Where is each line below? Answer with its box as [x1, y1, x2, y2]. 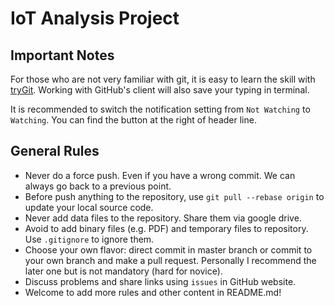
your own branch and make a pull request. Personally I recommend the [24, 254, 317, 266]
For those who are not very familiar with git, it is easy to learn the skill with [10, 73, 316, 85]
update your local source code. [24, 201, 154, 213]
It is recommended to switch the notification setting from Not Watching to [10, 103, 311, 115]
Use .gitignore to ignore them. [24, 233, 155, 245]
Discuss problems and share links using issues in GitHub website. [24, 275, 297, 287]
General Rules [10, 143, 100, 160]
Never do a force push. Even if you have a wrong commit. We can [24, 169, 296, 181]
